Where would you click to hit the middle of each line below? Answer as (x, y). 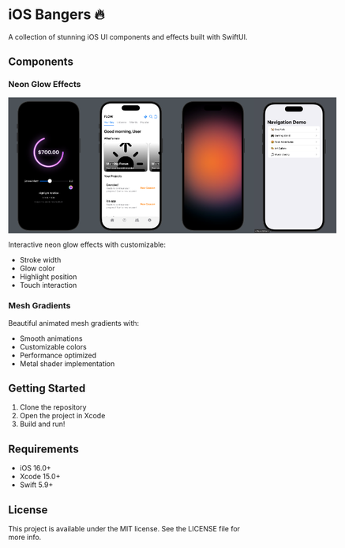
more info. (25, 537)
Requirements (43, 449)
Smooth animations (51, 338)
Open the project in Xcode (62, 416)
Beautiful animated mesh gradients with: (74, 323)
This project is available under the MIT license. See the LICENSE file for (124, 529)
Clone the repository (53, 407)
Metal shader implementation (67, 363)
